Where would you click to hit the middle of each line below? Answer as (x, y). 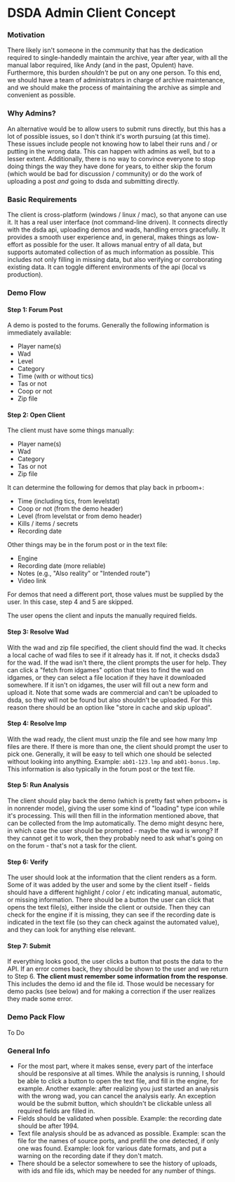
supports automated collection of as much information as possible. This (111, 252)
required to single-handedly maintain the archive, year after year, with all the (117, 58)
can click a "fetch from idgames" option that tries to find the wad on (106, 669)
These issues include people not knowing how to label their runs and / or (112, 144)
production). (25, 275)
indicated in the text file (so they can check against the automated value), (113, 922)
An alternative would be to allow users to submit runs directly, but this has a (117, 129)
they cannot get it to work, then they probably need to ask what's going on (115, 838)
